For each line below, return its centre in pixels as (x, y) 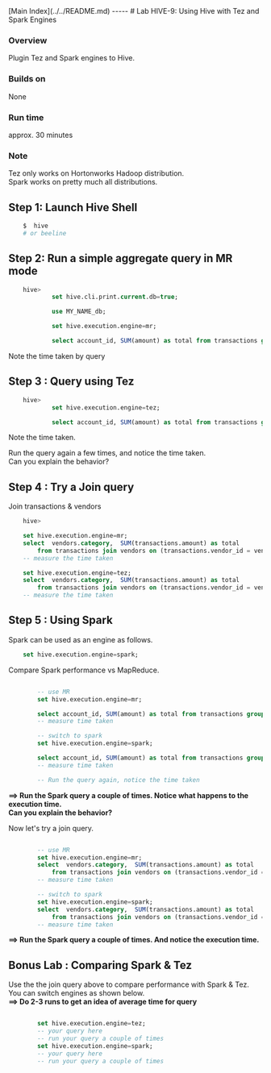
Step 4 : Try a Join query (71, 487)
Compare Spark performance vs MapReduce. (84, 670)
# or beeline (45, 233)
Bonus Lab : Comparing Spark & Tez (100, 965)
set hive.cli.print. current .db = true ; (115, 297)
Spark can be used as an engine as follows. (81, 639)
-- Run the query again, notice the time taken (119, 780)
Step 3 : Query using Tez (71, 382)
